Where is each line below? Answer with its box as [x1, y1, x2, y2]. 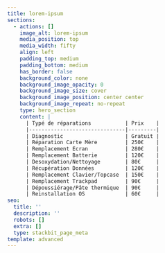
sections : [7, 17, 36, 24]
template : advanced [7, 236, 64, 243]
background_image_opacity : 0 [19, 81, 104, 88]
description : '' [13, 210, 60, 217]
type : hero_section [19, 107, 76, 114]
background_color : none [19, 74, 89, 82]
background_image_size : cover [19, 87, 107, 94]
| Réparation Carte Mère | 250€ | [25, 139, 159, 146]
